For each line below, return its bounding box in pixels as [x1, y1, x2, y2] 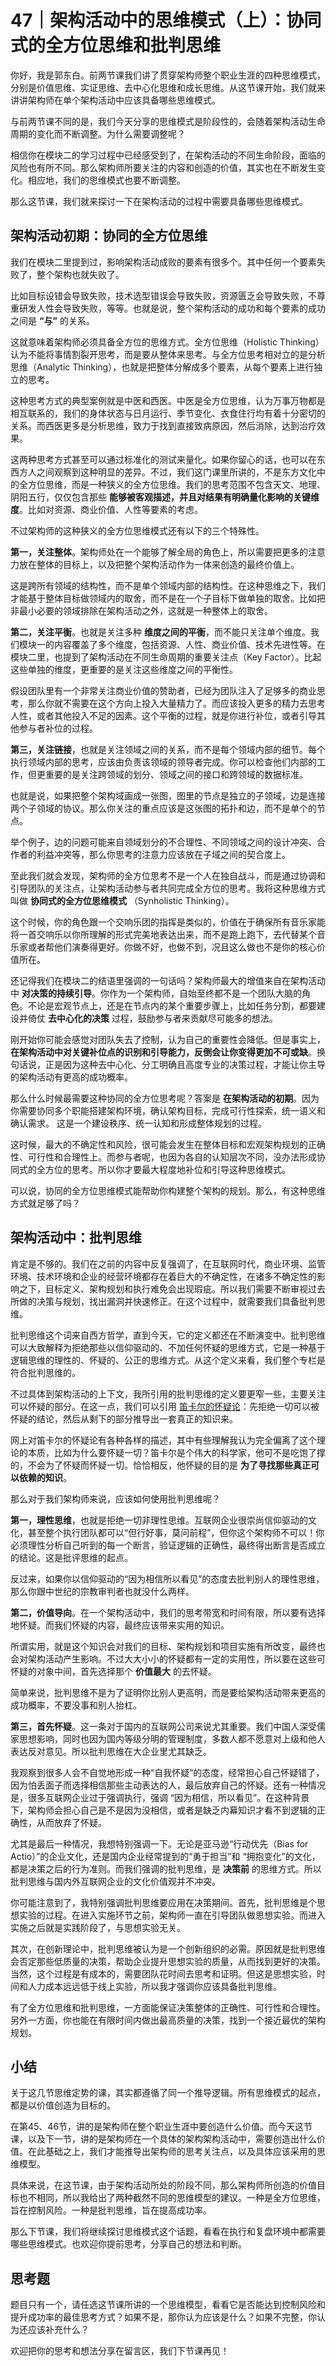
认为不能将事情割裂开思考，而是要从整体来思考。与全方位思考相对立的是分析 [10, 348, 326, 360]
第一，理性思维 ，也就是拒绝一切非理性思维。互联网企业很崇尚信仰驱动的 [10, 1514, 308, 1526]
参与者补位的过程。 [18, 722, 98, 734]
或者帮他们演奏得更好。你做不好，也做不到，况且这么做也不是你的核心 [27, 941, 317, 953]
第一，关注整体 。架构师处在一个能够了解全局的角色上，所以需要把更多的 [10, 546, 308, 558]
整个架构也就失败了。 [36, 268, 125, 280]
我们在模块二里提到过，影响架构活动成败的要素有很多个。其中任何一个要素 [10, 256, 317, 268]
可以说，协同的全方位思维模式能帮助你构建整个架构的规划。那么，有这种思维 [10, 1184, 326, 1196]
